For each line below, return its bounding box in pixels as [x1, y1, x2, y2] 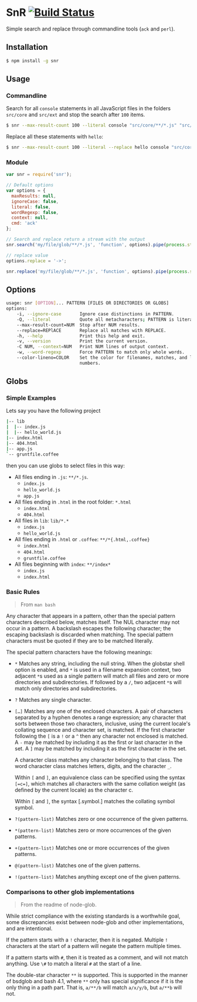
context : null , [11, 215, 49, 221]
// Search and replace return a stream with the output [6, 236, 145, 243]
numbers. [79, 360, 101, 366]
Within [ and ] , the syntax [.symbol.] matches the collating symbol [14, 797, 175, 804]
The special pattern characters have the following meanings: [6, 648, 152, 655]
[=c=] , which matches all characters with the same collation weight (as [14, 780, 186, 787]
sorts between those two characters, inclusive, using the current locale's [14, 720, 191, 727]
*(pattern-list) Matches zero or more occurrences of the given [14, 827, 171, 834]
